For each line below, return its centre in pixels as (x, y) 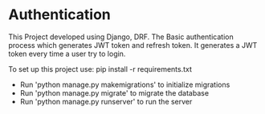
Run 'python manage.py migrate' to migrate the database (114, 92)
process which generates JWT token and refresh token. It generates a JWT (133, 45)
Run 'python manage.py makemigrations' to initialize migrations (125, 85)
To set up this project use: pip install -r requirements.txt (100, 69)
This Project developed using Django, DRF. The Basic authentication (121, 37)
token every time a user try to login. (67, 53)
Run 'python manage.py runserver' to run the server (106, 101)
